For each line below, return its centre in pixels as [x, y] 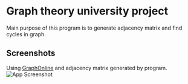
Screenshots [31, 53]
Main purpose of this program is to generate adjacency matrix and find [94, 28]
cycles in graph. [26, 34]
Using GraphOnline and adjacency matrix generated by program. [87, 68]
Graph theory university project [87, 11]
